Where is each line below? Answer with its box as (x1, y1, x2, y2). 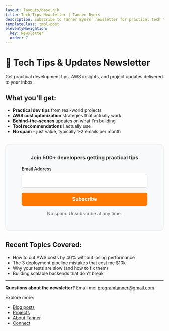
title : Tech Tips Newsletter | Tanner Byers (5, 12, 100, 17)
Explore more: (5, 294, 34, 300)
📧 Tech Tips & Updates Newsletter (5, 57, 150, 68)
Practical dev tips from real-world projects (12, 107, 102, 113)
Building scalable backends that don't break (12, 270, 104, 276)
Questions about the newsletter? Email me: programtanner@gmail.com (5, 285, 154, 291)
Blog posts (12, 304, 35, 310)
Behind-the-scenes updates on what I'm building (12, 118, 116, 124)
